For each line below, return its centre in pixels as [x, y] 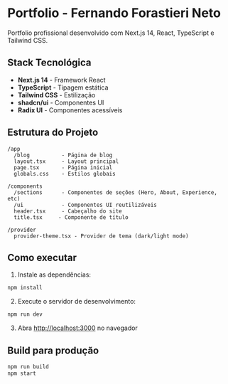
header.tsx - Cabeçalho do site [68, 211]
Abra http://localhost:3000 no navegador [78, 328]
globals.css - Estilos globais [65, 174]
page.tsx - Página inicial [63, 167]
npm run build [28, 367]
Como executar [42, 257]
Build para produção [53, 350]
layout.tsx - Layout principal [66, 161]
